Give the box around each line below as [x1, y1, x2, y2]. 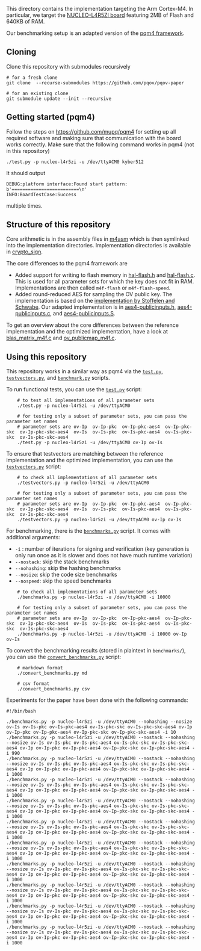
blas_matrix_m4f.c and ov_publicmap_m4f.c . [6, 334, 116, 342]
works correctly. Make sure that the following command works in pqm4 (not [6, 141, 194, 148]
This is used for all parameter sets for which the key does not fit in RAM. [14, 278, 194, 285]
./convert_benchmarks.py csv [17, 686, 90, 692]
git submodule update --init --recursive [6, 96, 112, 102]
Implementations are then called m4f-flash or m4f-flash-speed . [14, 284, 171, 291]
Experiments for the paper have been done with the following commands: [6, 696, 188, 704]
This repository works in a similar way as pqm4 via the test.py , [6, 368, 164, 375]
